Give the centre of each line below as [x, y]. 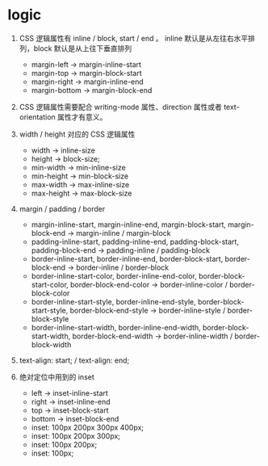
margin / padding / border [62, 208]
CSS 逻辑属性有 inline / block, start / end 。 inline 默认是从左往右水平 [134, 38]
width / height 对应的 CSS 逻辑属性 [77, 134]
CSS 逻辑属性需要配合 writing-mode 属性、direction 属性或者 [121, 107]
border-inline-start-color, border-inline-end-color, [114, 275]
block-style [50, 319]
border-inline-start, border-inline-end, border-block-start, [127, 258]
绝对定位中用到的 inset [57, 376]
